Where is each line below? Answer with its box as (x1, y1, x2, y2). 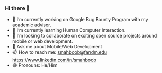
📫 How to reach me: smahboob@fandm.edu (12, 49, 107, 56)
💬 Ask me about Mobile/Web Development (12, 44, 102, 50)
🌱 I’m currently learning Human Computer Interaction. (12, 27, 126, 33)
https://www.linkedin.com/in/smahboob (12, 57, 96, 63)
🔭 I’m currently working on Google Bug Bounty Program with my (12, 16, 148, 23)
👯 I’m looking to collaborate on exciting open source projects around (12, 33, 157, 39)
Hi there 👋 (5, 5, 30, 12)
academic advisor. (12, 22, 51, 28)
